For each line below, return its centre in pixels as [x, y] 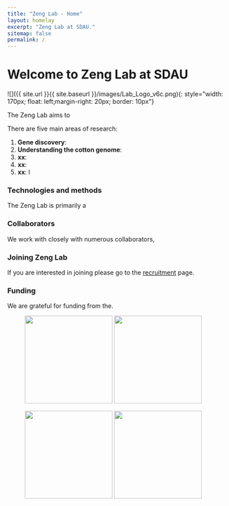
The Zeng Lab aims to [39, 115]
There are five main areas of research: [62, 129]
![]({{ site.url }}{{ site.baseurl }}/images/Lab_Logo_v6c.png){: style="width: [115, 94]
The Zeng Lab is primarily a [47, 206]
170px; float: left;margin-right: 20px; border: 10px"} [81, 102]
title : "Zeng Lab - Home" [45, 14]
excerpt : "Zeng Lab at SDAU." [51, 27]
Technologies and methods [55, 190]
